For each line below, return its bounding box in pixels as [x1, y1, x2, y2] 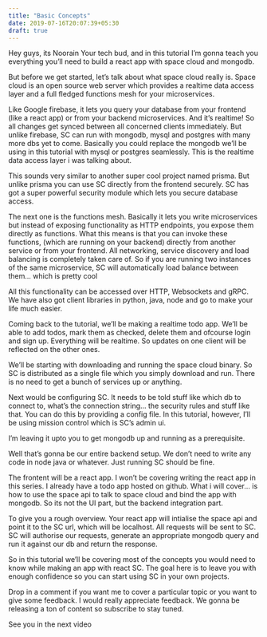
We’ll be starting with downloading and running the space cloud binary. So [8, 360, 253, 370]
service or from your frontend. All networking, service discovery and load [8, 246, 249, 255]
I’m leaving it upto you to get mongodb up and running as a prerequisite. [8, 433, 245, 443]
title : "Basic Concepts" [8, 11, 91, 20]
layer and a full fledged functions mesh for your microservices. [8, 89, 215, 99]
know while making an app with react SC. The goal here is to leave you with [8, 564, 257, 573]
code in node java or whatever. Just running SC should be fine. [8, 457, 215, 467]
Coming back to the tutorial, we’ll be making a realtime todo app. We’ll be [8, 319, 249, 329]
